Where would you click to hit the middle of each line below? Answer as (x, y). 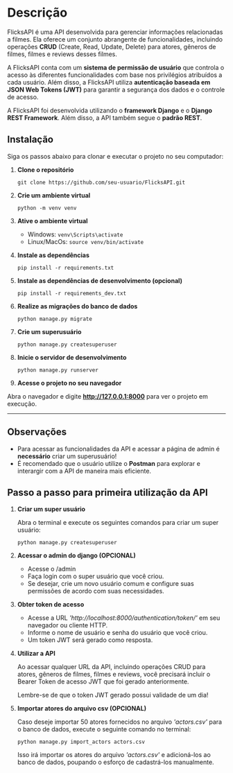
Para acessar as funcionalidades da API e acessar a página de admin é (118, 449)
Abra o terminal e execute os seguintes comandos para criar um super (118, 523)
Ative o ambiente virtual (52, 220)
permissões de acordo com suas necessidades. (96, 591)
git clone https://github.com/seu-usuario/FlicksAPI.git (101, 182)
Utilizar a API (36, 654)
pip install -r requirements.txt (66, 268)
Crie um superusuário (49, 331)
